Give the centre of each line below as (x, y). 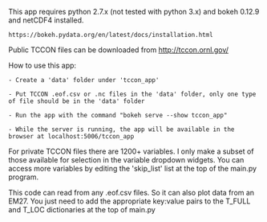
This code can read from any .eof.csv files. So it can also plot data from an (131, 193)
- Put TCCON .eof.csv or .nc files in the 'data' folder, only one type (132, 94)
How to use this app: (42, 65)
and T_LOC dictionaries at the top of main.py (82, 210)
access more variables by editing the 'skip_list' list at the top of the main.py (133, 169)
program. (24, 177)
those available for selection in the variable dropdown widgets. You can (126, 160)
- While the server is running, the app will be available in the (121, 129)
